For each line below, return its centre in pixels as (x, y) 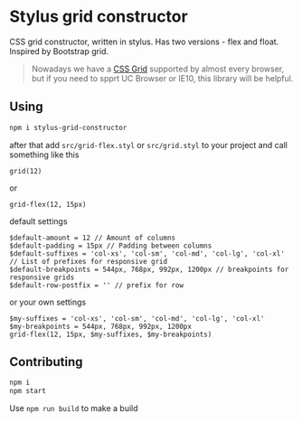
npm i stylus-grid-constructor (68, 127)
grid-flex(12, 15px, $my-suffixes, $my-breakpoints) (111, 334)
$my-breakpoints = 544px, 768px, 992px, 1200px (101, 326)
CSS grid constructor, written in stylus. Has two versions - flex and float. (144, 42)
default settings (38, 221)
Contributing (46, 362)
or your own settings (48, 302)
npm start (28, 391)
